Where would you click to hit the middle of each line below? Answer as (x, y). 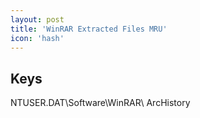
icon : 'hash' (37, 38)
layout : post (37, 19)
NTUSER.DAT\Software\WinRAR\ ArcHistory (100, 103)
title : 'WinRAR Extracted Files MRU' (89, 29)
